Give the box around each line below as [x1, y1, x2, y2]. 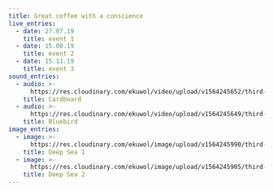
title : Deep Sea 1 [23, 148, 85, 156]
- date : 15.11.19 [15, 58, 75, 66]
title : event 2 [23, 50, 75, 58]
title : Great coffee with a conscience [8, 11, 144, 20]
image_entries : [8, 125, 60, 133]
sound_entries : [8, 72, 60, 80]
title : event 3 [23, 65, 75, 73]
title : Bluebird [23, 118, 79, 126]
